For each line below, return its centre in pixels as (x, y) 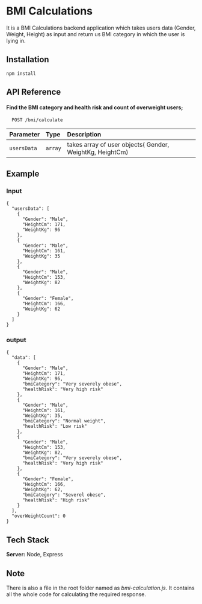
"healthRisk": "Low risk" (54, 427)
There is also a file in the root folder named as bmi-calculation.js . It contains (100, 588)
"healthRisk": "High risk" (56, 500)
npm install (21, 74)
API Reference (34, 92)
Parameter (25, 135)
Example (23, 173)
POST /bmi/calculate (37, 120)
